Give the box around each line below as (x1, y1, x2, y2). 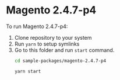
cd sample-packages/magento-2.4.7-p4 (14, 58, 107, 64)
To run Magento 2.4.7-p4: (6, 23, 68, 30)
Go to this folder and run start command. (14, 46, 115, 53)
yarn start (14, 68, 41, 74)
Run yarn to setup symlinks (14, 40, 80, 47)
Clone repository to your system (14, 34, 92, 41)
